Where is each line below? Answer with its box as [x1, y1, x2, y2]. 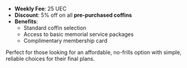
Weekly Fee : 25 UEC [14, 5, 67, 12]
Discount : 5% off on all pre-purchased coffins [14, 11, 133, 19]
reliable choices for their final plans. [5, 55, 95, 62]
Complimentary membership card [23, 37, 108, 44]
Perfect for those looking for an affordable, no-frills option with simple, [5, 49, 182, 56]
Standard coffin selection [23, 24, 87, 31]
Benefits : [14, 18, 38, 25]
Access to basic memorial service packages [23, 31, 134, 38]
